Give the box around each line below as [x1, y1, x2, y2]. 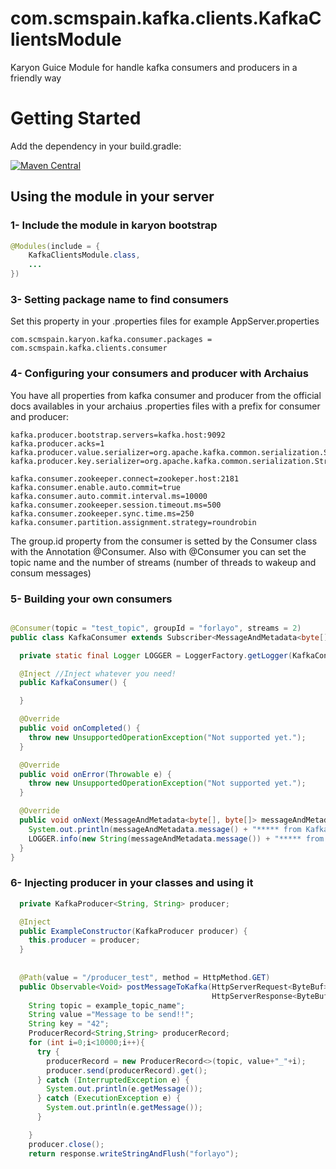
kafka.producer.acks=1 [10, 438, 105, 449]
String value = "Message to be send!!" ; [28, 1010, 195, 1020]
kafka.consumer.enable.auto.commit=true [10, 482, 182, 492]
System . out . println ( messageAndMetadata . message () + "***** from [28, 824, 302, 834]
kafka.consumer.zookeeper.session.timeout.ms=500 [10, 500, 222, 510]
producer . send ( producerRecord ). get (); [46, 1065, 208, 1076]
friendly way [10, 72, 62, 84]
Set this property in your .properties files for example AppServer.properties [10, 315, 320, 327]
